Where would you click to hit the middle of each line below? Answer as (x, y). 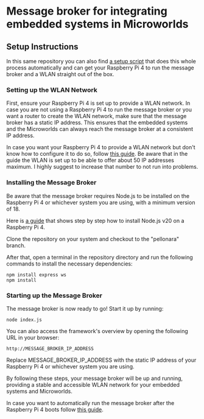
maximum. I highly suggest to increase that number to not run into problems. (102, 167)
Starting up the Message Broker (54, 295)
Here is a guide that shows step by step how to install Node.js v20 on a (95, 220)
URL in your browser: (33, 337)
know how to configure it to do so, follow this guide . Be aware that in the (97, 154)
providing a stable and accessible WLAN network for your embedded (93, 384)
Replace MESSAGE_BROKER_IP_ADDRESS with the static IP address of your (101, 360)
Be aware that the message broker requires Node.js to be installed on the (98, 195)
